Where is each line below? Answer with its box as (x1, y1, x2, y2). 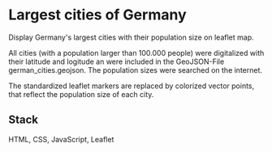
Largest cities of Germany (8, 6, 187, 24)
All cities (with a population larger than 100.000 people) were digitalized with (8, 48, 265, 57)
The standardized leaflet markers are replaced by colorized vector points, (8, 81, 255, 91)
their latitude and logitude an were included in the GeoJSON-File (8, 57, 225, 66)
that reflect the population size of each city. (8, 89, 154, 99)
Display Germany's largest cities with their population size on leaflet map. (8, 32, 254, 42)
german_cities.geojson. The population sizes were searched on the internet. (8, 65, 262, 74)
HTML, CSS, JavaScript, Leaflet (8, 134, 114, 144)
